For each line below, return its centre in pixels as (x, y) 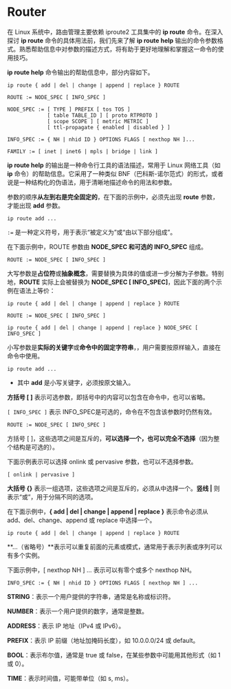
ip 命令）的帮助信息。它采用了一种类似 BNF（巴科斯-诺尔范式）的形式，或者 (115, 173)
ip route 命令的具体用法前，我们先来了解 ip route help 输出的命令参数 (119, 40)
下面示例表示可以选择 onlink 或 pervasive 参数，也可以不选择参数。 (102, 461)
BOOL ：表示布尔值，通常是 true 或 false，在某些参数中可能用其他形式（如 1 (114, 655)
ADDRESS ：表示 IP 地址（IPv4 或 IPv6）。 (66, 626)
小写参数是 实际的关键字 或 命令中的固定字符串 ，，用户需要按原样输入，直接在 (114, 347)
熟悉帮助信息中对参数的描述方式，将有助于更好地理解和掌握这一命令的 (118, 49)
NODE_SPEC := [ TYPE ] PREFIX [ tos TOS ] (69, 109)
